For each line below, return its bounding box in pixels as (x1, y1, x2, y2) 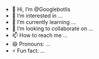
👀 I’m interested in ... (11, 12, 63, 19)
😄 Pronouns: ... (11, 40, 51, 48)
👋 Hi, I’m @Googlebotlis (11, 6, 71, 13)
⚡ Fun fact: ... (11, 47, 45, 54)
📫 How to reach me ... (11, 32, 68, 39)
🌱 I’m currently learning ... (11, 19, 76, 25)
